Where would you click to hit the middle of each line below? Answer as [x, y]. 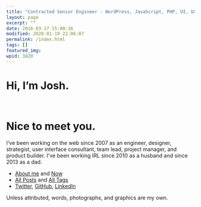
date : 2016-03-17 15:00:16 [40, 28]
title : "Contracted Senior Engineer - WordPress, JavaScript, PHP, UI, [97, 12]
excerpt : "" [21, 23]
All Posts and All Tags [42, 180]
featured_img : [24, 51]
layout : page [22, 17]
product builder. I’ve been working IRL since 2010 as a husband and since [97, 155]
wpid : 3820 [20, 56]
